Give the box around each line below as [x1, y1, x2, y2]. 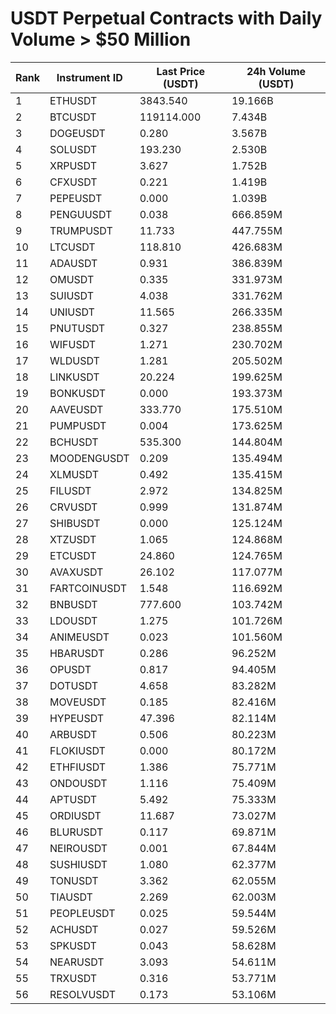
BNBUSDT [49, 597, 98, 611]
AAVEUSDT [49, 402, 104, 416]
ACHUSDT [49, 922, 99, 936]
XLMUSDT [49, 467, 99, 481]
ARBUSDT [49, 727, 98, 741]
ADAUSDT [49, 256, 98, 270]
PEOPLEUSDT [49, 906, 116, 920]
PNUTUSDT [49, 321, 106, 335]
